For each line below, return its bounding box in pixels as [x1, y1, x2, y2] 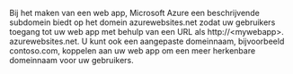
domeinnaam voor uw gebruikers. [9, 55, 134, 65]
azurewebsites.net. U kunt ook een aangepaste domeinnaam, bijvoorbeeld [9, 36, 285, 46]
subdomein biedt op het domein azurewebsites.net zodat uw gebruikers [9, 17, 276, 28]
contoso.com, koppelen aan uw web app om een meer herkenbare [9, 45, 256, 56]
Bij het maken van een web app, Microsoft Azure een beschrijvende [9, 8, 261, 18]
